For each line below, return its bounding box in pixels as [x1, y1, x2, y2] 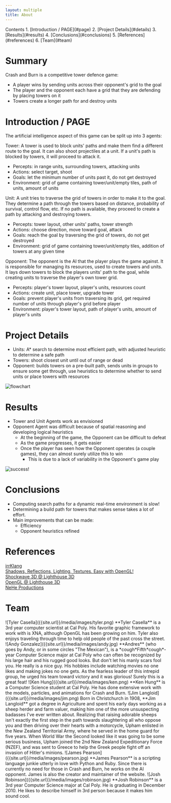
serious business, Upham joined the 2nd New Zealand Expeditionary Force [5, 739, 162, 745]
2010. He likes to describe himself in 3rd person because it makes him [5, 788, 153, 794]
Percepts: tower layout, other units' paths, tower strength [12, 221, 133, 227]
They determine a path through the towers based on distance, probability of [5, 200, 165, 207]
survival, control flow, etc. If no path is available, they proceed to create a [5, 206, 160, 212]
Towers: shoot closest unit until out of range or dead [12, 357, 124, 363]
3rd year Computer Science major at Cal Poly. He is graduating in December [5, 782, 166, 788]
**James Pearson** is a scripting [89, 755, 161, 761]
